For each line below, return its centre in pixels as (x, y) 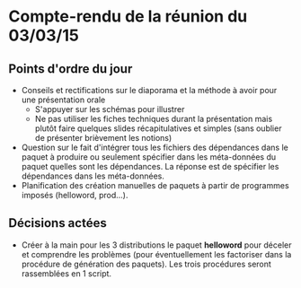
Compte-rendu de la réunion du (128, 17)
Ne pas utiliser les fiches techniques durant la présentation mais (154, 119)
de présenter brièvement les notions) (103, 138)
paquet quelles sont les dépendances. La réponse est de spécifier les (150, 166)
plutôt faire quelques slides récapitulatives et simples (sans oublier (158, 128)
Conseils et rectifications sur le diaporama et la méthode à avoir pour (149, 90)
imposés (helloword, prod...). (75, 195)
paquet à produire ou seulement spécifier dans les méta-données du (149, 157)
